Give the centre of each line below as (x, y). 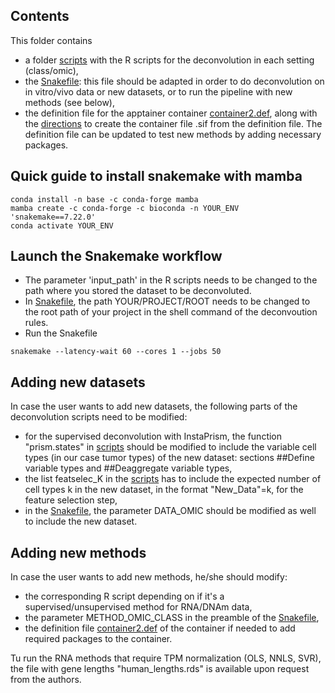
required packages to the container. (98, 639)
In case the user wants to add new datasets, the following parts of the (154, 406)
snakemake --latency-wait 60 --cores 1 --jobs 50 (116, 352)
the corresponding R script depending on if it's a (124, 596)
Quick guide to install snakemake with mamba (156, 176)
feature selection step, (71, 500)
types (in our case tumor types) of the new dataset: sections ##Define (169, 458)
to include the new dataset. (81, 521)
